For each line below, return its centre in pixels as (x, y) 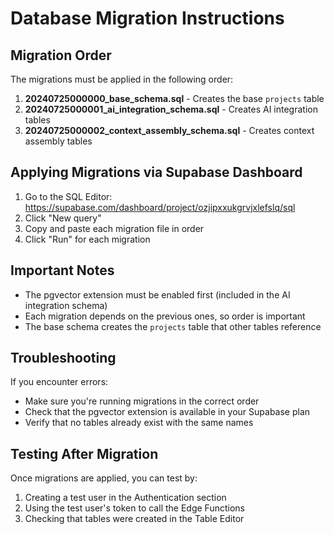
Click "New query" (63, 218)
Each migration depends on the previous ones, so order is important (165, 316)
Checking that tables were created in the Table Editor (134, 519)
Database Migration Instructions (147, 18)
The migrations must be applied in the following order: (122, 79)
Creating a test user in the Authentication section (125, 498)
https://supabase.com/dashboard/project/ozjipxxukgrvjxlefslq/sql (160, 207)
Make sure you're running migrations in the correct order (142, 401)
